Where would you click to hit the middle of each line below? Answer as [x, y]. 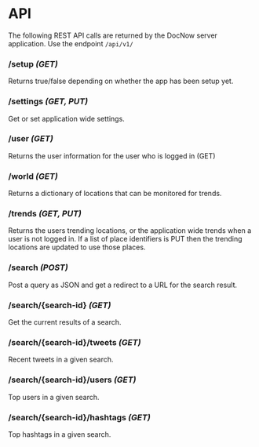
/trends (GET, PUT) [45, 214]
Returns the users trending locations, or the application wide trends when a [130, 231]
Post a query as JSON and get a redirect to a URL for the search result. [123, 285]
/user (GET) [31, 139]
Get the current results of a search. [65, 322]
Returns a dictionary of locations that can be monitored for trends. [115, 194]
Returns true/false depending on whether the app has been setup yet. [121, 81]
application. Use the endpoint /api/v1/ [71, 43]
